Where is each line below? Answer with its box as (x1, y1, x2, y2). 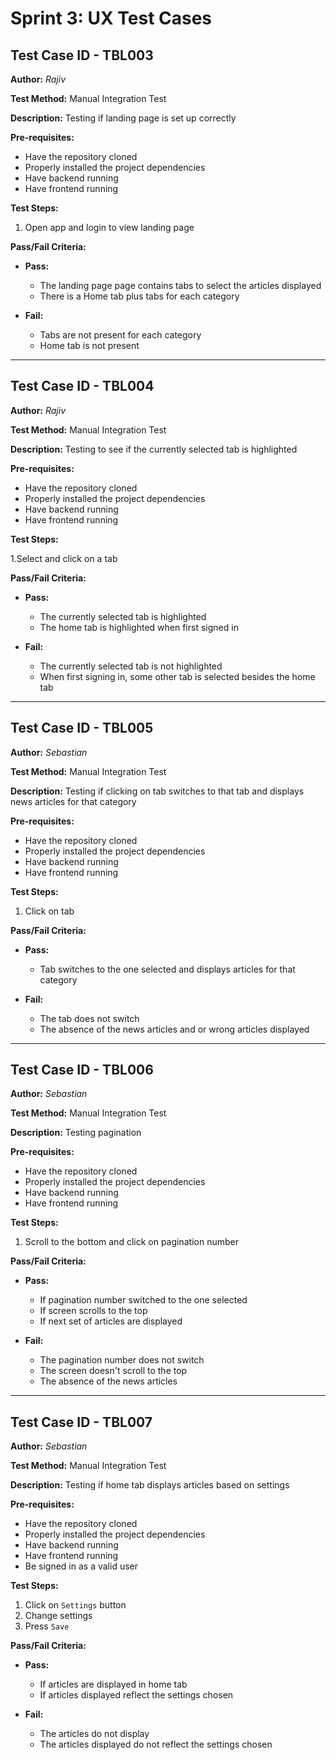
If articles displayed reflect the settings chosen (39, 1689, 234, 1701)
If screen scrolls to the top (39, 1305, 148, 1317)
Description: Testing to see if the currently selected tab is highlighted (10, 443, 298, 455)
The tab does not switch (39, 1012, 140, 1024)
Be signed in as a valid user (24, 1560, 139, 1572)
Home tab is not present (39, 340, 140, 351)
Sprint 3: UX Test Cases (10, 7, 213, 30)
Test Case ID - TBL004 (10, 378, 155, 395)
